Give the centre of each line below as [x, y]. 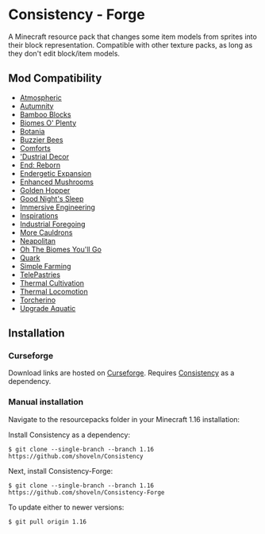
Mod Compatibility [55, 78]
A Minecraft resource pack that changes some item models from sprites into [133, 36]
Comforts [35, 148]
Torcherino [38, 300]
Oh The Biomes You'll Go [60, 249]
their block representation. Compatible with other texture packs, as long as [131, 44]
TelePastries [40, 275]
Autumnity [36, 106]
